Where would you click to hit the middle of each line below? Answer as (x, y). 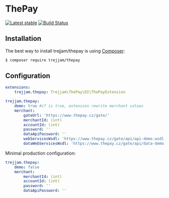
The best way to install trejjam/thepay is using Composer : (65, 51)
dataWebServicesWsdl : (46, 144)
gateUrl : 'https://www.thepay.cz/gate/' (67, 115)
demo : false (27, 167)
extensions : (18, 87)
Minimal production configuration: (40, 153)
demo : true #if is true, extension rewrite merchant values (79, 106)
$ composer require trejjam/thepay (43, 60)
